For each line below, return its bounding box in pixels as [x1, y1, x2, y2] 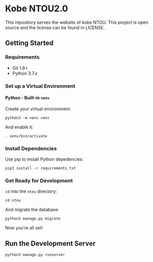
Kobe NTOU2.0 [5, 3, 68, 14]
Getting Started [5, 39, 54, 47]
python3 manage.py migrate [5, 216, 61, 221]
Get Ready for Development [5, 177, 73, 184]
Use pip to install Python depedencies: [5, 156, 84, 162]
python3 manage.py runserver [5, 253, 65, 258]
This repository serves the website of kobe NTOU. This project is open [5, 19, 149, 25]
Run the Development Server [5, 239, 96, 248]
